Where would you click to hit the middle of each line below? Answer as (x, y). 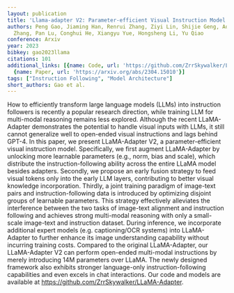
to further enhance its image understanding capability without (120, 238)
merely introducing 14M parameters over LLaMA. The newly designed (107, 260)
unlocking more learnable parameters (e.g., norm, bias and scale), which (111, 157)
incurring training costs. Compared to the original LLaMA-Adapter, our (108, 245)
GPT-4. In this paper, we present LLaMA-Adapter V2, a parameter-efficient (114, 142)
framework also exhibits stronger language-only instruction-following (107, 267)
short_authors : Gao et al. (46, 85)
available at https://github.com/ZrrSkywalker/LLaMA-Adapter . (95, 282)
